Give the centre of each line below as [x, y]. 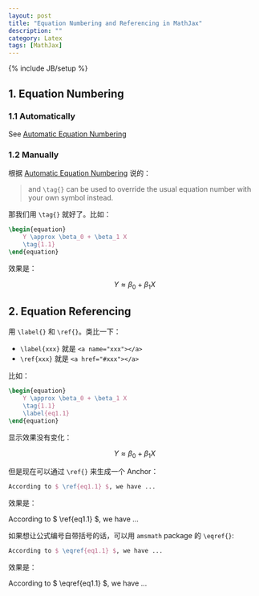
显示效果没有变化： [40, 437]
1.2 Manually [34, 155]
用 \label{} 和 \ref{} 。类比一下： [65, 332]
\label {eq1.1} [46, 413]
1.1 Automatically [42, 116]
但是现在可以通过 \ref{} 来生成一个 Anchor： [83, 472]
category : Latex [35, 38]
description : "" [35, 30]
